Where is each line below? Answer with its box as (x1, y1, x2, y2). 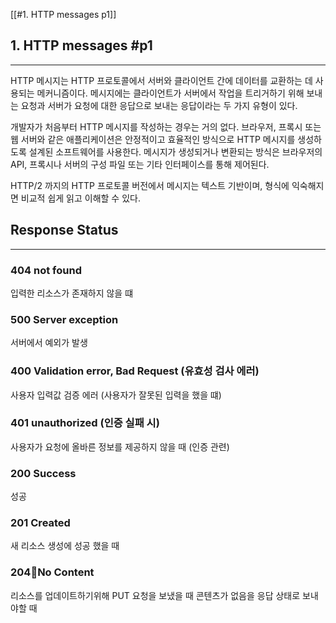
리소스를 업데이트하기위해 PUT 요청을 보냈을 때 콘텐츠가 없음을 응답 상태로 (10, 589, 301, 601)
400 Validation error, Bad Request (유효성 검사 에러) (10, 364, 260, 378)
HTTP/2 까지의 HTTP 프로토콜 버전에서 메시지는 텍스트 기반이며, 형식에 (10, 179, 290, 191)
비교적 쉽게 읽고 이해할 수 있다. (20, 192, 141, 204)
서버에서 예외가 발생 (10, 337, 88, 349)
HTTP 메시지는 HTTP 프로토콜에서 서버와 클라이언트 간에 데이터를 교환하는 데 (10, 74, 313, 86)
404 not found (10, 263, 82, 277)
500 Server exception (10, 312, 119, 326)
